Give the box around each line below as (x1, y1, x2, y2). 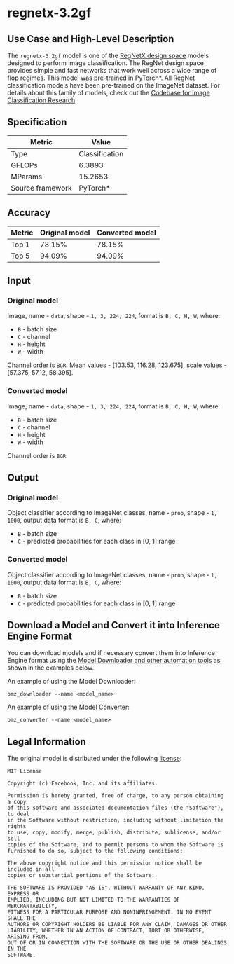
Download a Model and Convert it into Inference (7, 619, 221, 631)
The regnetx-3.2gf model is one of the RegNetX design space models (7, 51, 209, 60)
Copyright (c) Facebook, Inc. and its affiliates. (7, 780, 158, 787)
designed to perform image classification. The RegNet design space (7, 59, 205, 67)
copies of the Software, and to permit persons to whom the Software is (7, 841, 224, 848)
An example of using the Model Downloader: (7, 677, 136, 686)
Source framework (11, 183, 72, 193)
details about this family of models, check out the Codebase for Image (7, 89, 210, 97)
